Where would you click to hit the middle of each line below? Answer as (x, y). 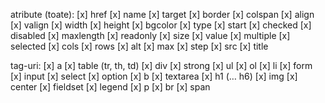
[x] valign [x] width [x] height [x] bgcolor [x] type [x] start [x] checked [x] (161, 25)
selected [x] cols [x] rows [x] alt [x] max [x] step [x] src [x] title (139, 46)
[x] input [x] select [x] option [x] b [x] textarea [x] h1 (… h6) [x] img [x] (154, 76)
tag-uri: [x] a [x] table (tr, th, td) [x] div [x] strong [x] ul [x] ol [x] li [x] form (161, 65)
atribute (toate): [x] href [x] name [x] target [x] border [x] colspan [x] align (162, 14)
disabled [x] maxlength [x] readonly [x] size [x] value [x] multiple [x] (150, 35)
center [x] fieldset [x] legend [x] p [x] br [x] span (110, 87)
